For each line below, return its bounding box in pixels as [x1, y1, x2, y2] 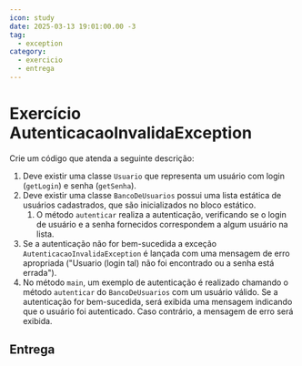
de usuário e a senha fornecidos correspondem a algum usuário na [35, 219, 288, 229]
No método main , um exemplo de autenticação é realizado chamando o [22, 277, 289, 288]
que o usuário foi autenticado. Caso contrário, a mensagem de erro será [22, 306, 294, 317]
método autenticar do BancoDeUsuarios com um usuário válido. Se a [22, 286, 279, 297]
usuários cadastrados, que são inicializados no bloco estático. [22, 199, 257, 210]
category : [9, 47, 47, 56]
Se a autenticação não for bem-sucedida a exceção [22, 238, 216, 249]
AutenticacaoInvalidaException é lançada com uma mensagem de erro [22, 248, 290, 259]
